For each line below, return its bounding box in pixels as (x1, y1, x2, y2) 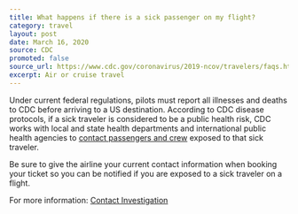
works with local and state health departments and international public (9, 123, 267, 134)
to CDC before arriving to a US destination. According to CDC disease (9, 103, 264, 115)
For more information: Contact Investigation (9, 195, 169, 205)
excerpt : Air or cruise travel (9, 71, 125, 80)
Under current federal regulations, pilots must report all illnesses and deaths (9, 95, 288, 105)
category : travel (9, 21, 74, 30)
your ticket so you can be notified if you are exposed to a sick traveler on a (9, 168, 282, 179)
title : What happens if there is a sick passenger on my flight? (9, 12, 255, 22)
